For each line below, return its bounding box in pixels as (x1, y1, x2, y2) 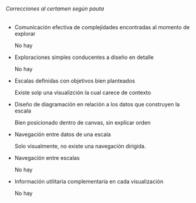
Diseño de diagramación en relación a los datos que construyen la (14, 101, 180, 108)
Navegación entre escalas (14, 154, 80, 162)
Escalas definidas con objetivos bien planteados (14, 77, 135, 84)
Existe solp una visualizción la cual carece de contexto (14, 89, 151, 97)
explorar (14, 30, 36, 38)
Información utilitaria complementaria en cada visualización (14, 178, 164, 185)
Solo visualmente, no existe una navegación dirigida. (14, 143, 146, 150)
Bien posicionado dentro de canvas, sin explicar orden (14, 119, 151, 126)
